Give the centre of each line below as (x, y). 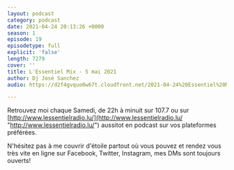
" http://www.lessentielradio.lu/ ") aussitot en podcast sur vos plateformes (112, 125)
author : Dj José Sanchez (43, 78)
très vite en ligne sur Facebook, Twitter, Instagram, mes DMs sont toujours (114, 153)
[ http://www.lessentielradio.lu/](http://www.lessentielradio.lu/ (95, 118)
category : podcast (34, 20)
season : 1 (22, 33)
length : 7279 (26, 59)
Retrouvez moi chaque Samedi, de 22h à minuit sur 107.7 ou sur (98, 110)
